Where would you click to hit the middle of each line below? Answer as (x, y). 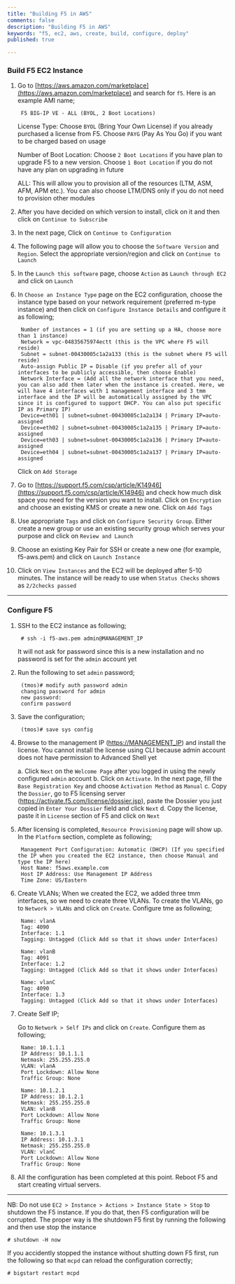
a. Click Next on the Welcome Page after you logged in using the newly (116, 771)
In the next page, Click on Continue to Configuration (94, 233)
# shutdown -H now (34, 1240)
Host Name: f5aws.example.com (65, 868)
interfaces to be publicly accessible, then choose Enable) (107, 373)
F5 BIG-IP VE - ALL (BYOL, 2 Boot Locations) (88, 114)
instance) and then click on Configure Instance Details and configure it (121, 310)
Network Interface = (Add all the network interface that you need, (123, 379)
